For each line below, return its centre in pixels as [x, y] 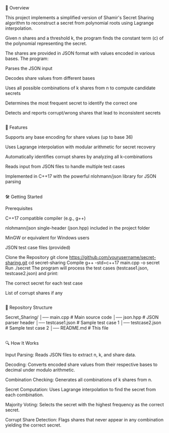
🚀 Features [16, 127]
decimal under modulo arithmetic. [40, 370]
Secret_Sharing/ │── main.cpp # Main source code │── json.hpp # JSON [82, 317]
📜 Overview [17, 8]
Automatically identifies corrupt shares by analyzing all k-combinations [79, 157]
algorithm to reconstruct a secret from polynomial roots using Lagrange [79, 23]
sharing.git [16, 262]
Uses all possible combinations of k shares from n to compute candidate [80, 88]
